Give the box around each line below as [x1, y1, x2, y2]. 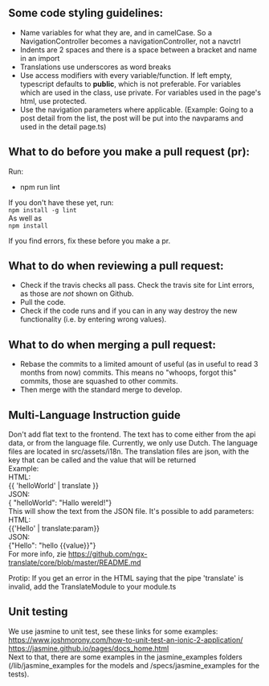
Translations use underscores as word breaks [19, 62, 171, 72]
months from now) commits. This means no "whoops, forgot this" [19, 368, 237, 377]
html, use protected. [19, 96, 87, 105]
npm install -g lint [8, 206, 78, 214]
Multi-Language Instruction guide [8, 408, 181, 421]
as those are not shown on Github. [19, 289, 134, 298]
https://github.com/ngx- [67, 549, 148, 559]
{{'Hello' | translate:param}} [8, 524, 100, 533]
